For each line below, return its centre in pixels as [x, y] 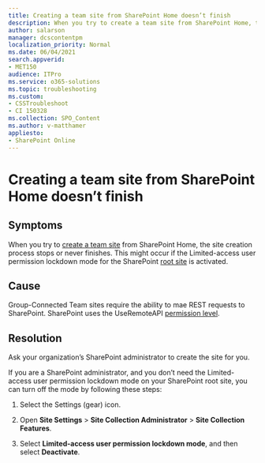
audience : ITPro [35, 74]
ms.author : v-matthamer [47, 126]
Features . [35, 428]
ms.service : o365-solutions [54, 81]
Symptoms [35, 226]
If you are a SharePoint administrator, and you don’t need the [107, 373]
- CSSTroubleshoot [38, 104]
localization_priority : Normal [60, 45]
